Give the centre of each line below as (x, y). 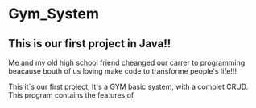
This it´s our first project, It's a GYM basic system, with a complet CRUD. (128, 86)
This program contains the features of (71, 95)
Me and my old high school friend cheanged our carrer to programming (127, 62)
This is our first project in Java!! (90, 44)
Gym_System (54, 14)
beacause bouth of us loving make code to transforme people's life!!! (123, 71)
